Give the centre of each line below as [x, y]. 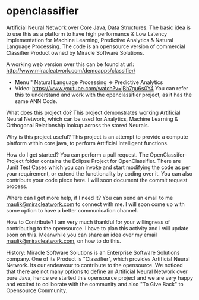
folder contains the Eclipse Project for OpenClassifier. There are [103, 161]
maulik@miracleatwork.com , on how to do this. [64, 241]
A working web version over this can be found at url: [70, 64]
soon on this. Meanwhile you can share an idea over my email [82, 235]
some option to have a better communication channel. [72, 210]
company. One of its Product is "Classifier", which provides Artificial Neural [98, 259]
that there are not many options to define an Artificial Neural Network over [97, 271]
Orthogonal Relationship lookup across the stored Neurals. [78, 125]
